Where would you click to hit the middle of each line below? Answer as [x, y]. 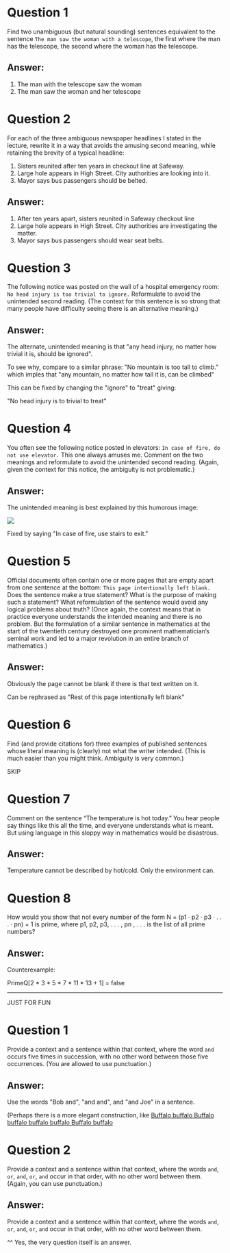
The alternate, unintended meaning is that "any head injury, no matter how [112, 346]
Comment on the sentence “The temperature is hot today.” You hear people [114, 818]
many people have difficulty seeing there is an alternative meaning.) [103, 309]
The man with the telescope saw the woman [79, 84]
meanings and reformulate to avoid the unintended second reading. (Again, [113, 462]
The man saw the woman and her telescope [79, 91]
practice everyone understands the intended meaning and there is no [105, 616]
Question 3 [39, 268]
